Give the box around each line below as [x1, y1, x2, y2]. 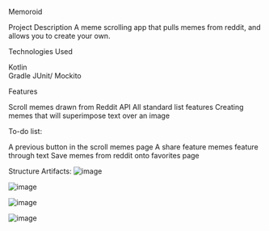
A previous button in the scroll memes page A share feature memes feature [8, 142, 258, 152]
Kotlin [8, 62, 27, 72]
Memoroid [8, 7, 43, 16]
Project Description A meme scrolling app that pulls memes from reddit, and [8, 23, 261, 31]
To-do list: [8, 127, 43, 136]
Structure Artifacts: [8, 166, 72, 176]
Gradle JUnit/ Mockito [8, 71, 82, 80]
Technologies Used [8, 47, 73, 56]
